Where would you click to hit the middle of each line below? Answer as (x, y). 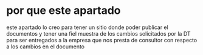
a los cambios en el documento (46, 47)
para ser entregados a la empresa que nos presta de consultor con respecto (102, 40)
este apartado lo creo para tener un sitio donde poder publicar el (87, 27)
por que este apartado (64, 11)
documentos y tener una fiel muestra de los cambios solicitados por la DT (98, 33)
